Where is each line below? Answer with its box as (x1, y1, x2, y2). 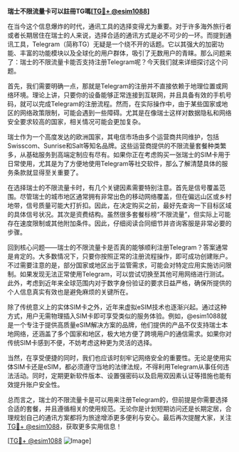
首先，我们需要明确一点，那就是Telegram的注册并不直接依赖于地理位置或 (7, 82, 222, 90)
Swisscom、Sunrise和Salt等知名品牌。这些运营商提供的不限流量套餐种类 (7, 142, 221, 150)
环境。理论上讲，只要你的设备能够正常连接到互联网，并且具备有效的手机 (13, 91, 225, 99)
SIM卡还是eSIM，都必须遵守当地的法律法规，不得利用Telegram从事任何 (13, 363, 223, 371)
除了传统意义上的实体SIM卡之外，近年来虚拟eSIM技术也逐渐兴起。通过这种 (7, 303, 227, 311)
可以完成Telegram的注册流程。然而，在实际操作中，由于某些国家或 (26, 100, 222, 108)
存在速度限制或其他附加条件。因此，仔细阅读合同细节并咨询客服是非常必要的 (7, 219, 232, 227)
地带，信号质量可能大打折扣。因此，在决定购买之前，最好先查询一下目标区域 (7, 201, 232, 210)
